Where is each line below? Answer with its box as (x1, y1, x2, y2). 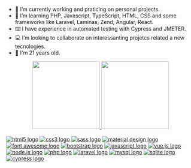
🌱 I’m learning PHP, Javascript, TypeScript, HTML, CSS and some (14, 12, 177, 19)
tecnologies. (14, 43, 46, 50)
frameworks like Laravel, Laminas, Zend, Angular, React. (14, 19, 154, 25)
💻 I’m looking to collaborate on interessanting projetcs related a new (14, 34, 184, 41)
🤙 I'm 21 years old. (14, 49, 60, 56)
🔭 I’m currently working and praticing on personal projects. (14, 6, 160, 13)
